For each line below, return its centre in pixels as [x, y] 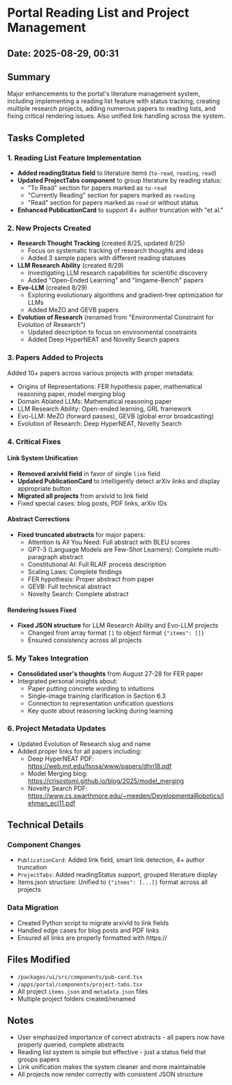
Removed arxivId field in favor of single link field [89, 473]
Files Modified [39, 960]
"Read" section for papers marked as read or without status [113, 203]
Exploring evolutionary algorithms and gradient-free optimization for [125, 295]
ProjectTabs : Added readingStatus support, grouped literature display [117, 875]
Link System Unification [42, 458]
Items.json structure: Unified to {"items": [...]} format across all [112, 882]
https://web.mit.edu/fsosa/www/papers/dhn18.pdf [100, 766]
